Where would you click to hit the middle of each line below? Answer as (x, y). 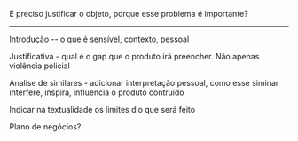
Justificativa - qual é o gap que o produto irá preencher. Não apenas (134, 56)
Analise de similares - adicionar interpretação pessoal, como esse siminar (144, 83)
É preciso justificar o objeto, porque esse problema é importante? (129, 14)
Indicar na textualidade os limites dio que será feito (102, 110)
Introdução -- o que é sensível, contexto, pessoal (99, 39)
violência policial (40, 66)
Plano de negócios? (45, 127)
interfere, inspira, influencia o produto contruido (97, 92)
